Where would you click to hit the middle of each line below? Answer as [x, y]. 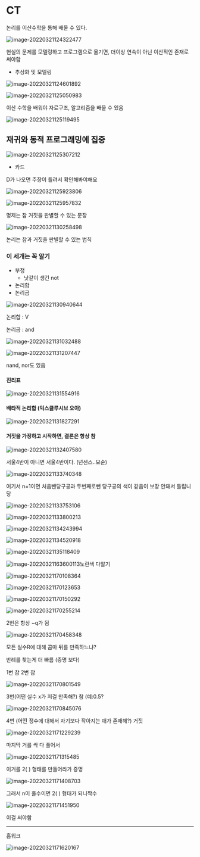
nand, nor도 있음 [26, 365]
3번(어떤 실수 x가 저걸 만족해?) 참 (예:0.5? [55, 696]
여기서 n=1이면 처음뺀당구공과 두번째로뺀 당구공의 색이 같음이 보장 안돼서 [91, 486]
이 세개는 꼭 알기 [28, 256]
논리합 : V [18, 317]
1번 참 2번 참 [21, 672]
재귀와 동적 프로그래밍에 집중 [56, 140]
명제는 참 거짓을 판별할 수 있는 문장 [47, 215]
